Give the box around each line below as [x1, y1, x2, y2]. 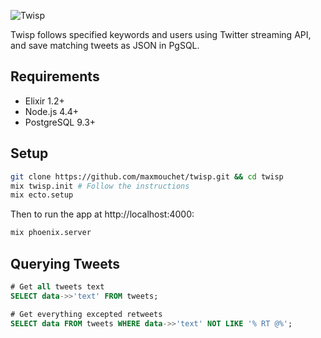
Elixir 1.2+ [24, 95, 65, 107]
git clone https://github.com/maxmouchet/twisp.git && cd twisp [10, 171, 284, 182]
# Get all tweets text [10, 281, 105, 292]
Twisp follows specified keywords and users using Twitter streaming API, [10, 29, 312, 40]
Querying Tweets [10, 255, 121, 272]
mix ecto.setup [10, 190, 74, 200]
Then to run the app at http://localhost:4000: [10, 208, 195, 220]
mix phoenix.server [10, 228, 92, 238]
